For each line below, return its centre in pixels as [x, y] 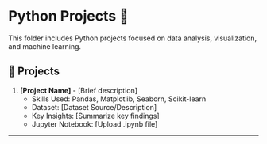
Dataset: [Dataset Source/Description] [94, 107]
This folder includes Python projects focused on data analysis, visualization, [133, 38]
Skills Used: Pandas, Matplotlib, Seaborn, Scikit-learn [119, 99]
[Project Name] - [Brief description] [78, 90]
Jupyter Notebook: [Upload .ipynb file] [95, 124]
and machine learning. [45, 46]
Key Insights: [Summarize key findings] [96, 116]
